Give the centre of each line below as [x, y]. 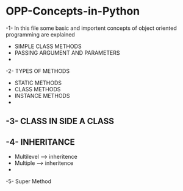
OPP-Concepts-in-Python [73, 11]
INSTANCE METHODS [42, 95]
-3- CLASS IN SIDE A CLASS [60, 121]
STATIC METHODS [38, 83]
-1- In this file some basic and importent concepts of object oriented [91, 28]
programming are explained [41, 34]
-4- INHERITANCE [40, 142]
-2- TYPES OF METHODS [38, 71]
